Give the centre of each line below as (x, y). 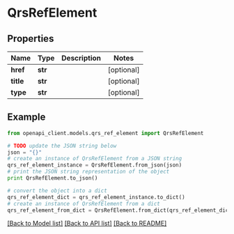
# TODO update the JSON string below (62, 146)
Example (26, 117)
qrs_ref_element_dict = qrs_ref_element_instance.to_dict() (96, 197)
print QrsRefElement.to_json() (53, 178)
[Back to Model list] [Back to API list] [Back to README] (87, 224)
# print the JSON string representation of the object (88, 172)
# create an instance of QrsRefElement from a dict (84, 203)
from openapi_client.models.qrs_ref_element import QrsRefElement (106, 133)
